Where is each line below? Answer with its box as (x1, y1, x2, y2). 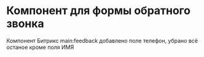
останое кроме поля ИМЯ (6, 44, 74, 51)
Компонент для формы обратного (6, 4, 191, 18)
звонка (6, 17, 44, 31)
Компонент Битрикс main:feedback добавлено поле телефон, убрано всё (6, 37, 198, 44)
